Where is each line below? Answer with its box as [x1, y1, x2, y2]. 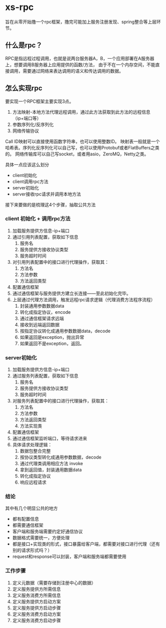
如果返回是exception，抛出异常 [19, 334, 84, 340]
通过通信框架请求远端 [19, 315, 64, 321]
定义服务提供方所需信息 [12, 586, 61, 592]
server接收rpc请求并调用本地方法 [12, 191, 81, 197]
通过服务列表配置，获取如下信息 [12, 373, 78, 379]
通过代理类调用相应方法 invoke [19, 461, 83, 467]
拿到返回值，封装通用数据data [19, 467, 82, 473]
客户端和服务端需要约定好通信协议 [12, 528, 83, 535]
